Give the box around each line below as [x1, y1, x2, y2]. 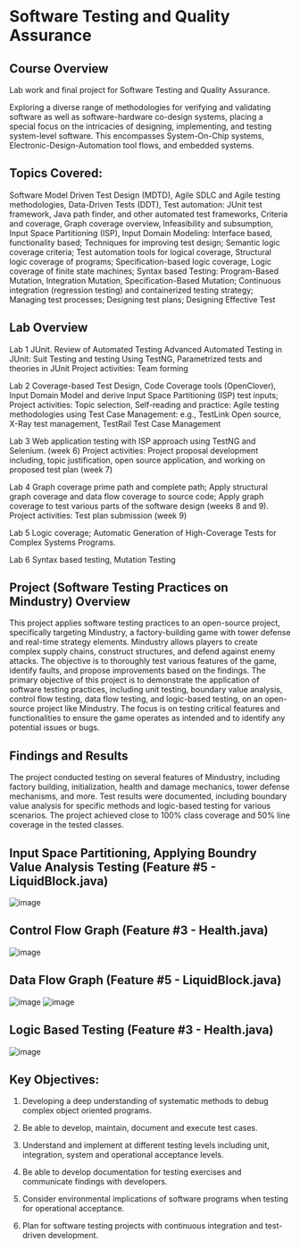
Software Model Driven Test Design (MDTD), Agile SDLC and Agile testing [9, 190, 281, 200]
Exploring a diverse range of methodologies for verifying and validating [9, 102, 271, 113]
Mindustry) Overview [9, 594, 131, 609]
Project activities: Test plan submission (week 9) [9, 510, 187, 521]
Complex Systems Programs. [9, 537, 116, 548]
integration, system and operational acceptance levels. [21, 1150, 224, 1160]
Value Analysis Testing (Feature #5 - [9, 859, 217, 874]
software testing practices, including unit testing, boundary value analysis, [9, 684, 283, 695]
